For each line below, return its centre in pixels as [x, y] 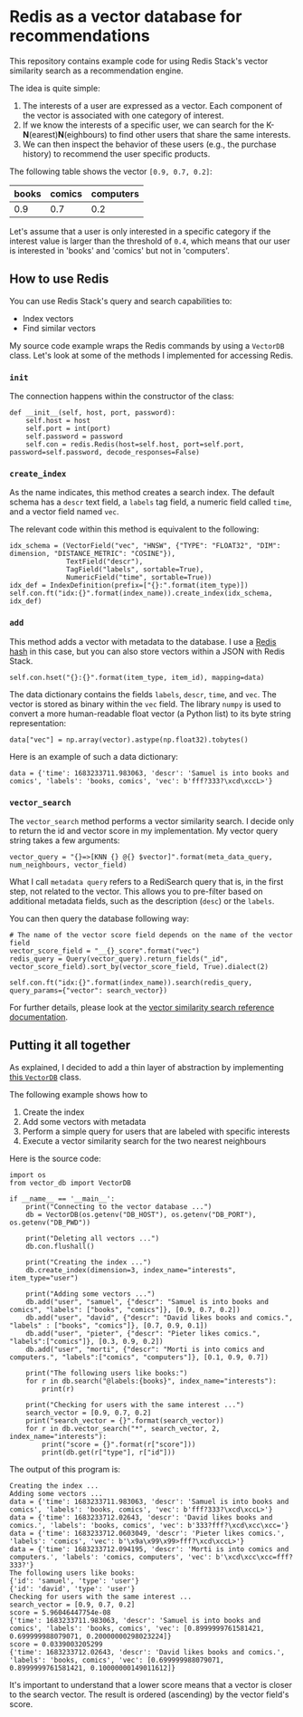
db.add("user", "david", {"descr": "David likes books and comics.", [160, 1318]
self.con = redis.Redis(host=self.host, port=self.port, [135, 445]
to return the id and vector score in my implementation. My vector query [144, 830]
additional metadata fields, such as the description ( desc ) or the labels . [142, 901]
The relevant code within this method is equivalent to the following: [134, 529]
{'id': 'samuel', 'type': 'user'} [75, 1581]
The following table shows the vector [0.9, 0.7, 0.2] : [111, 171]
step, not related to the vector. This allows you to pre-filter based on [137, 891]
